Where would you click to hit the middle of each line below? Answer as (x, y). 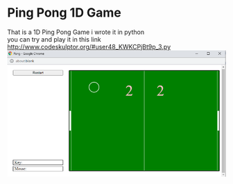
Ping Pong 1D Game (64, 13)
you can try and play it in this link (54, 39)
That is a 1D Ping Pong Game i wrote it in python (76, 32)
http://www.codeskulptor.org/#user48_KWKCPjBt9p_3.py (89, 47)
